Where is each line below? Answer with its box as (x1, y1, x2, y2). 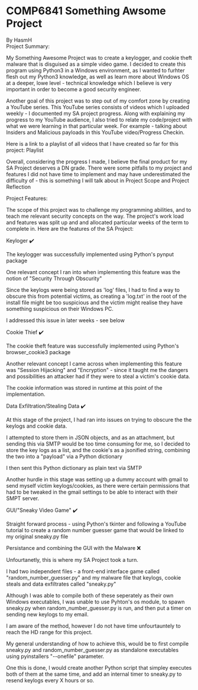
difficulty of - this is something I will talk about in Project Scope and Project (6, 177, 189, 184)
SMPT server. (6, 494, 40, 502)
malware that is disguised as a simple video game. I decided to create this (6, 61, 186, 68)
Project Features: (6, 195, 48, 202)
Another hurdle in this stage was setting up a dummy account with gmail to (6, 476, 189, 483)
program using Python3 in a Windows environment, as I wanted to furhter (6, 66, 185, 74)
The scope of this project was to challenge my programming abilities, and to (6, 206, 191, 213)
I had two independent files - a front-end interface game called (6, 568, 160, 575)
